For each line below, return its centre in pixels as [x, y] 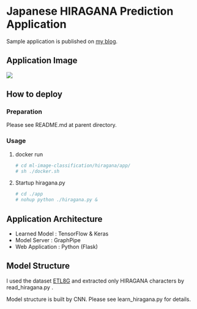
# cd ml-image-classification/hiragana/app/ [73, 166]
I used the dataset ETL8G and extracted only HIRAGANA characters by [95, 281]
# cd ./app [29, 194]
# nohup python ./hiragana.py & [56, 200]
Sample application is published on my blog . [62, 41]
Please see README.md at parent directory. [62, 125]
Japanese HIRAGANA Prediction [90, 11]
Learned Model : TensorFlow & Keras [62, 234]
